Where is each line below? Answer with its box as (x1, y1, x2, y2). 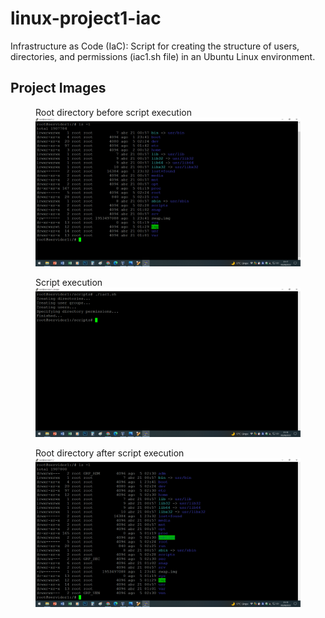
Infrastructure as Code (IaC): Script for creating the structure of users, (10, 40, 300, 52)
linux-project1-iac (10, 7, 162, 30)
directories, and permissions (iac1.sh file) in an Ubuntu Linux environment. (10, 50, 316, 62)
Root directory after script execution (35, 447, 185, 459)
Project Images (10, 80, 107, 97)
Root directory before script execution (35, 106, 192, 118)
